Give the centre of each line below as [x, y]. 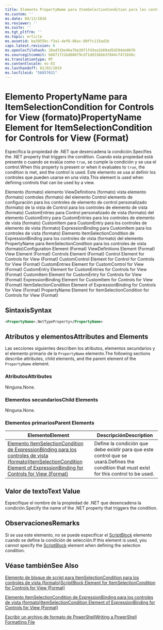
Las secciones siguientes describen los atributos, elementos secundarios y [80, 348]
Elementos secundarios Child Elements [52, 400]
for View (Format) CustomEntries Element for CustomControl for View [74, 264]
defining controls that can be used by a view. [50, 182]
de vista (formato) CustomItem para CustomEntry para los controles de [76, 223]
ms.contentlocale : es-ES [30, 64]
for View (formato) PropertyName [73, 118]
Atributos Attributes [29, 376]
